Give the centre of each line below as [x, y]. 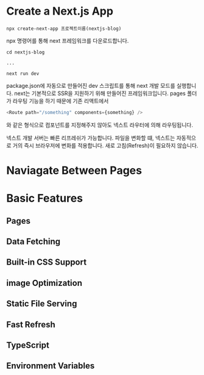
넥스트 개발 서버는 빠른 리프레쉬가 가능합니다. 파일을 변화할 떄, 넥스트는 [91, 138]
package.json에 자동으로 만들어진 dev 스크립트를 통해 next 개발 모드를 [91, 85]
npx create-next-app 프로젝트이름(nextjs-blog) [64, 29]
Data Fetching [33, 241]
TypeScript [28, 345]
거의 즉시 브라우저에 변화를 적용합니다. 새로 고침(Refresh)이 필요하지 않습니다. [106, 145]
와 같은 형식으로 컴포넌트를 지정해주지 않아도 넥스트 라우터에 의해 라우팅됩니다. [100, 125]
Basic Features [45, 198]
